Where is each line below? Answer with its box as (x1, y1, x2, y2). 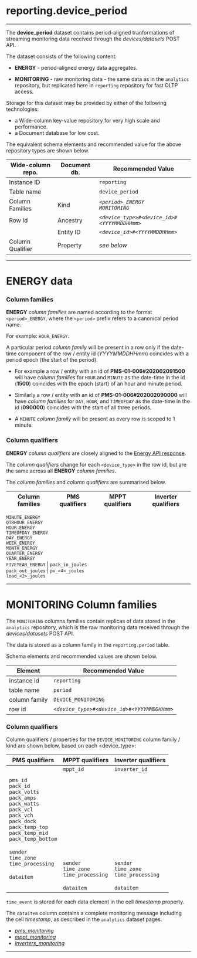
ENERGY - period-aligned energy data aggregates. (14, 64, 138, 71)
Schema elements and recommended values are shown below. (6, 653, 158, 660)
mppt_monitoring (14, 933, 56, 940)
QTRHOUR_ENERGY (6, 519, 43, 525)
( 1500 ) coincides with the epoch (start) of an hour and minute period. (14, 380, 183, 388)
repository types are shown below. (6, 147, 90, 154)
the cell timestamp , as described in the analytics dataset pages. (6, 916, 162, 923)
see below (98, 241, 128, 249)
